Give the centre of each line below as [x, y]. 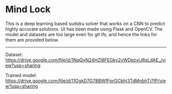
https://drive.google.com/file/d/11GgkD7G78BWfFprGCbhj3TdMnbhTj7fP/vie [86, 81]
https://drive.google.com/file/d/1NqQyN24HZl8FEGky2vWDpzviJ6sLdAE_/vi [85, 60]
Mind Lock [28, 9]
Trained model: [21, 75]
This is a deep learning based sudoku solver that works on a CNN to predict [85, 24]
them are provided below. [32, 40]
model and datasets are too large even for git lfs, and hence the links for [81, 34]
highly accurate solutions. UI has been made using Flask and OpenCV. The [84, 29]
